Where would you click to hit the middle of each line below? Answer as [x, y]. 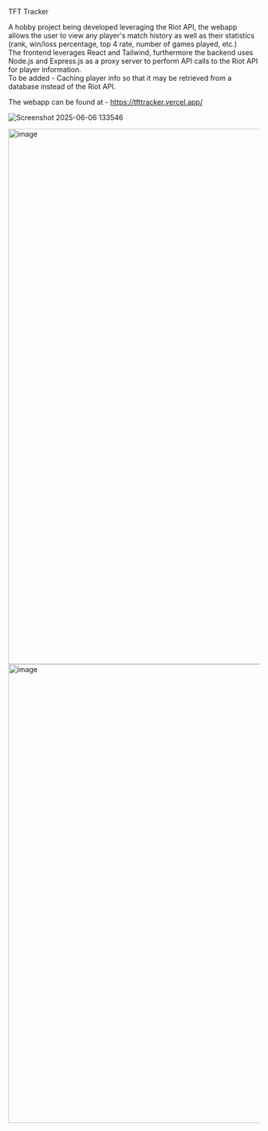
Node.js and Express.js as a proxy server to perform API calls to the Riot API [133, 61]
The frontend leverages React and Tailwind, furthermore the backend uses [131, 52]
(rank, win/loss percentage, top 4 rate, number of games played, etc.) [123, 44]
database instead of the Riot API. [62, 86]
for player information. [45, 70]
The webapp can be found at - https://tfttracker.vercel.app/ [106, 102]
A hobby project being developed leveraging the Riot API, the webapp [123, 27]
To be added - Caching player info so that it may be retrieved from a [120, 78]
